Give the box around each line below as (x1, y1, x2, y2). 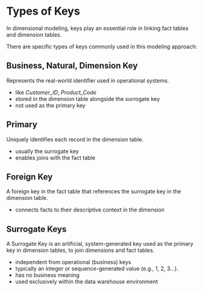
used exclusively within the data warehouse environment (15, 278, 158, 285)
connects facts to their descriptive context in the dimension (15, 206, 165, 213)
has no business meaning (15, 271, 80, 279)
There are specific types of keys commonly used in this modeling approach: (6, 43, 198, 50)
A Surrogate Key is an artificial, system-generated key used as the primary (6, 240, 194, 248)
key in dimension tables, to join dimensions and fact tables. (6, 246, 155, 254)
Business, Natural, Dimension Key (6, 61, 138, 71)
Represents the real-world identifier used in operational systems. (6, 76, 169, 84)
